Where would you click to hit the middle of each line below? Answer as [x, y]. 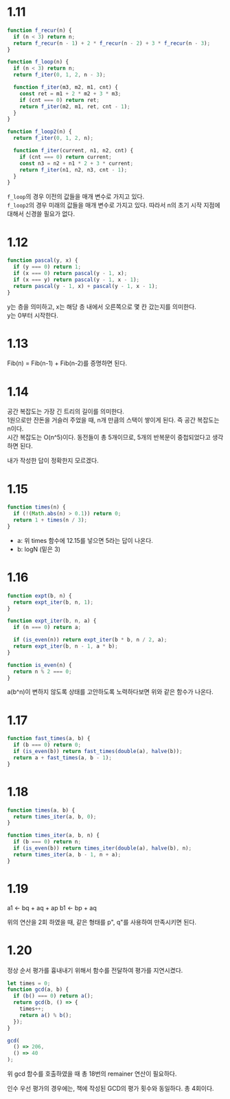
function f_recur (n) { [39, 30]
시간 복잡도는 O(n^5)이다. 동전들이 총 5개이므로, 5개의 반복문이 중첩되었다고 [109, 438]
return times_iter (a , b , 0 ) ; [55, 816]
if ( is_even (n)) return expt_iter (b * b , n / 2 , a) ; [90, 640]
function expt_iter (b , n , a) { [52, 621]
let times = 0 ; [29, 983]
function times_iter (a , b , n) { [53, 835]
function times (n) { [37, 507]
